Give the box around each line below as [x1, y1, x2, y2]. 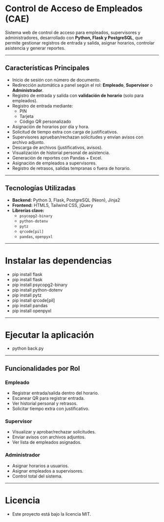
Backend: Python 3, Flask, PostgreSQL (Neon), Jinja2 [12, 197, 121, 203]
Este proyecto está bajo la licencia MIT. [12, 511, 91, 517]
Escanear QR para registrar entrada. [12, 395, 85, 401]
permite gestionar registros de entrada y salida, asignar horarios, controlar [5, 40, 155, 45]
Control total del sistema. [12, 473, 62, 479]
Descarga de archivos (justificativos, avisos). [12, 144, 103, 150]
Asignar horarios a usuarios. [12, 463, 69, 469]
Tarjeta [19, 113, 34, 119]
